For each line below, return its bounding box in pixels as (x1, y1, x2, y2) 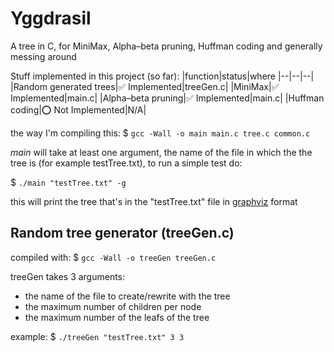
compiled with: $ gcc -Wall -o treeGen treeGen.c (10, 251, 217, 263)
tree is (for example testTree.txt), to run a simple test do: (10, 157, 243, 169)
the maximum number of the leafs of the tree (24, 311, 210, 323)
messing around (10, 50, 77, 62)
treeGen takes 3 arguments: (10, 270, 126, 282)
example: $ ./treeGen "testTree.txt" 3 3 (10, 330, 185, 342)
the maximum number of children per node (24, 300, 202, 312)
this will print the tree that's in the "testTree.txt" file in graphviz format (10, 195, 298, 207)
